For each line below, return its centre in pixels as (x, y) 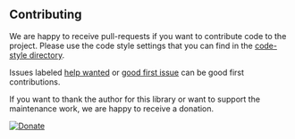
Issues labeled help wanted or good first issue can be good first (126, 72)
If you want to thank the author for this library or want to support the (135, 99)
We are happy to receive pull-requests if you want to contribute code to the (148, 36)
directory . (47, 55)
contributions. (35, 82)
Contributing (46, 15)
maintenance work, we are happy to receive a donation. (112, 108)
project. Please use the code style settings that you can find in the (131, 45)
